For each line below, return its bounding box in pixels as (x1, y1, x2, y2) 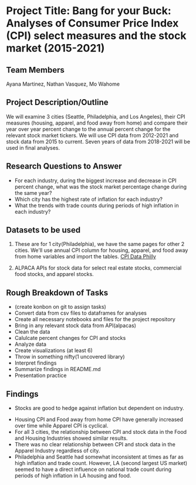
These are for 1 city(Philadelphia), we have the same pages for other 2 (14, 241, 185, 248)
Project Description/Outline (6, 97, 109, 107)
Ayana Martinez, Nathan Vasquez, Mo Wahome (6, 80, 120, 87)
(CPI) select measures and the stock (6, 29, 187, 42)
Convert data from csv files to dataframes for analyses (14, 309, 147, 316)
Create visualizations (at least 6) (14, 347, 93, 354)
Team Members (6, 65, 65, 75)
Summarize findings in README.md (14, 366, 101, 373)
